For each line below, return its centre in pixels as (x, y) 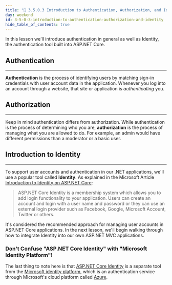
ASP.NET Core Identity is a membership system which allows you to (89, 193)
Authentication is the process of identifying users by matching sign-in (80, 78)
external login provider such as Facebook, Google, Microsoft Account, (92, 209)
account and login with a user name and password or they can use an (91, 203)
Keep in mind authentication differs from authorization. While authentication (85, 122)
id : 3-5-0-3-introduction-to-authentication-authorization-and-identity (84, 20)
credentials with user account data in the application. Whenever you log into (85, 83)
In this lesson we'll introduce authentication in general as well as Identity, (82, 39)
